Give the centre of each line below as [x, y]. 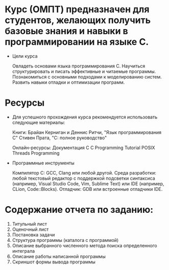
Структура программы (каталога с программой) [65, 240]
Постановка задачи [33, 235]
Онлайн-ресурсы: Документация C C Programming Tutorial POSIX [83, 148]
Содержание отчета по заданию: [79, 210]
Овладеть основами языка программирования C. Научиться [79, 66]
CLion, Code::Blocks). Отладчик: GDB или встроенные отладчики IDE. [87, 189]
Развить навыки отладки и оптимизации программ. [68, 82]
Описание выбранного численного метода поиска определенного [84, 246]
